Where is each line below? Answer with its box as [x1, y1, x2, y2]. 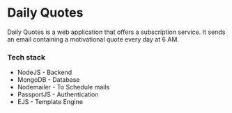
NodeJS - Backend [17, 68, 72, 77]
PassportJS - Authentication [17, 90, 99, 98]
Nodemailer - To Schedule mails [17, 83, 110, 92]
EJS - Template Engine [17, 98, 84, 106]
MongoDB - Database [17, 76, 80, 84]
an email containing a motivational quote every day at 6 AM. [7, 35, 180, 43]
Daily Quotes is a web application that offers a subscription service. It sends [7, 28, 226, 36]
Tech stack [7, 52, 45, 62]
